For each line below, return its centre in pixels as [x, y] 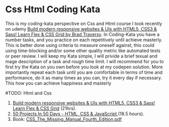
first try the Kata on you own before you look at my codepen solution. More [84, 67]
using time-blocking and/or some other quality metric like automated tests [83, 50]
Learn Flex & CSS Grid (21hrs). [44, 108]
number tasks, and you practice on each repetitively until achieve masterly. [84, 40]
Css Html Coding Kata [53, 9]
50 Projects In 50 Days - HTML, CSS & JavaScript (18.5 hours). [78, 114]
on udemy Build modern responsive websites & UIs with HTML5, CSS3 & [81, 29]
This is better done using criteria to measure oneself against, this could [80, 45]
